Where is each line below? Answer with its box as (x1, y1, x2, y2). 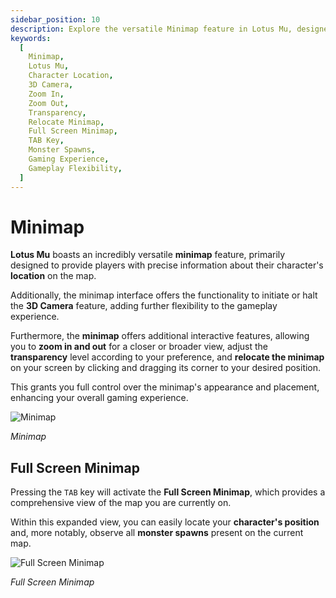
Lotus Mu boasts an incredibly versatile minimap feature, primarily (10, 249, 286, 261)
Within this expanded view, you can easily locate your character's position (10, 516, 320, 528)
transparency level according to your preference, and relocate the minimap (10, 351, 325, 363)
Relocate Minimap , (28, 117, 105, 127)
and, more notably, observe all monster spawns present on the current (10, 527, 304, 539)
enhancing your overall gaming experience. (10, 392, 189, 404)
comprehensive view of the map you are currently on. (10, 497, 232, 509)
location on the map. (10, 270, 97, 282)
